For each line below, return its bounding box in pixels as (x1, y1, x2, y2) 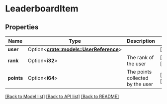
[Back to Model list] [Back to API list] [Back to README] (5, 94, 119, 100)
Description (126, 38, 155, 44)
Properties (5, 23, 39, 31)
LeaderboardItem (5, 3, 79, 14)
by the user (126, 81, 153, 88)
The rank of (126, 54, 154, 61)
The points (126, 68, 152, 75)
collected (126, 75, 149, 81)
